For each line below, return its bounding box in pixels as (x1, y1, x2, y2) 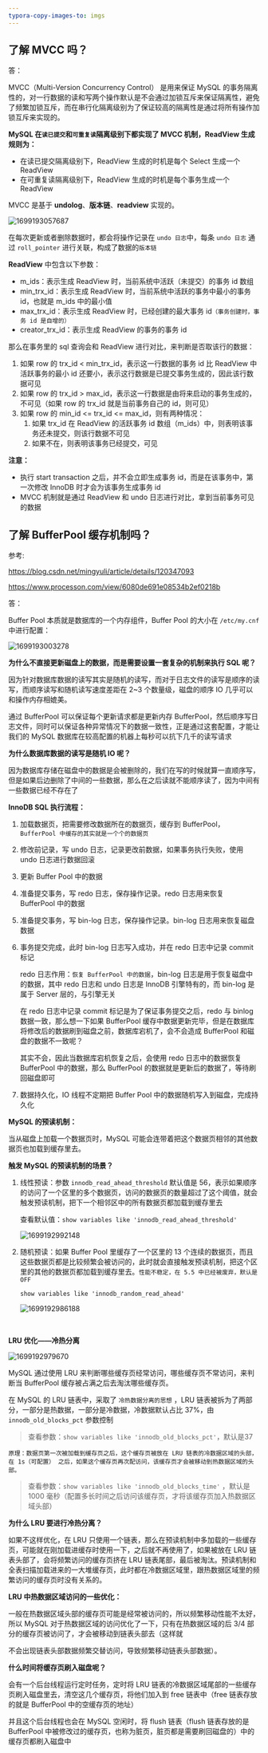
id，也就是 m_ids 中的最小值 (19, 297, 113, 306)
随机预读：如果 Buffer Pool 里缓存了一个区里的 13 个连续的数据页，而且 (19, 1247, 254, 1257)
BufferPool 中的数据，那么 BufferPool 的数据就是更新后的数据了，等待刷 (19, 1063, 257, 1073)
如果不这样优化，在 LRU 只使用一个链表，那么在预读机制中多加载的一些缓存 (8, 1535, 257, 1545)
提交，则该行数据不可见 (53, 428, 130, 439)
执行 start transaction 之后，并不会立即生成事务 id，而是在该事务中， (19, 472, 247, 483)
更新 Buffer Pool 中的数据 (19, 872, 103, 881)
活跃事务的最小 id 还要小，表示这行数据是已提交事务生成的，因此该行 (19, 368, 247, 379)
